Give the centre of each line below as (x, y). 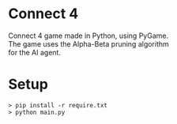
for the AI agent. (35, 52)
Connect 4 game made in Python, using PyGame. (88, 36)
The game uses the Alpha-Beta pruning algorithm (89, 43)
